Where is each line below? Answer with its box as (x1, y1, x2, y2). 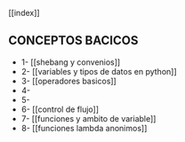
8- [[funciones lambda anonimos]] (20, 122, 148, 133)
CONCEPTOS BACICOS (8, 33, 139, 48)
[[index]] (8, 8, 41, 18)
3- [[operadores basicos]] (20, 75, 117, 86)
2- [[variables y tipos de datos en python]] (20, 66, 177, 76)
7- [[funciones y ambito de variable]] (20, 113, 157, 123)
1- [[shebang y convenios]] (20, 57, 121, 67)
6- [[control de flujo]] (20, 104, 100, 114)
